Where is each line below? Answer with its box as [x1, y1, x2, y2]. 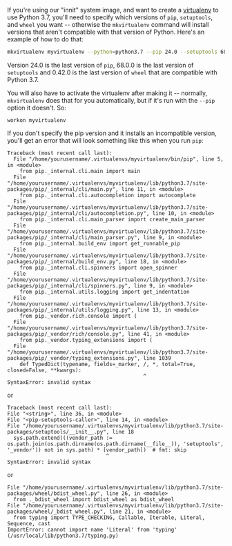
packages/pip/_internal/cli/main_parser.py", [7, 234, 140, 241]
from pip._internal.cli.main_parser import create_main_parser [19, 216, 206, 223]
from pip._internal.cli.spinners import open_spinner [19, 264, 177, 271]
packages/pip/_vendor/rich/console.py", [7, 330, 126, 337]
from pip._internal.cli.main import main [19, 168, 140, 174]
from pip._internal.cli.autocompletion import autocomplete [19, 192, 196, 199]
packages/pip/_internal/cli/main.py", [7, 185, 119, 192]
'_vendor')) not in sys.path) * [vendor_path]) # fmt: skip [7, 446, 187, 454]
